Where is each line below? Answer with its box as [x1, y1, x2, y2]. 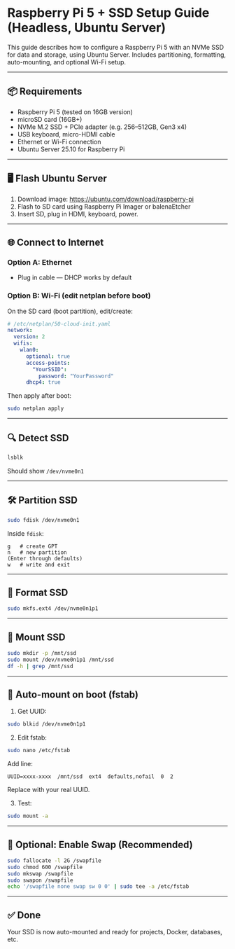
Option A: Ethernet [7, 257, 72, 267]
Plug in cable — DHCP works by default [17, 273, 132, 282]
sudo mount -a [7, 812, 49, 820]
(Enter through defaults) [7, 555, 83, 562]
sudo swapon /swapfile [7, 877, 73, 884]
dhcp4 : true [25, 379, 61, 386]
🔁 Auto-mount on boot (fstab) [7, 688, 138, 701]
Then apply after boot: [7, 392, 72, 400]
